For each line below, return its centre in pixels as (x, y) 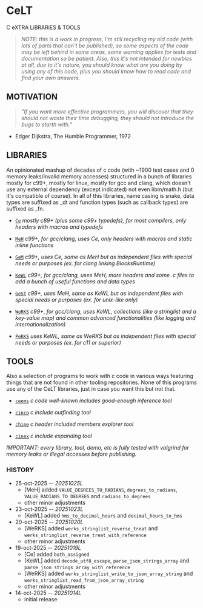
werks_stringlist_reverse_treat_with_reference (85, 535)
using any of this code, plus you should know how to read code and (106, 71)
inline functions (34, 245)
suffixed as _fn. (25, 208)
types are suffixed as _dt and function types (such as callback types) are (97, 202)
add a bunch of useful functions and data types (75, 281)
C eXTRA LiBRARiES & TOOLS (43, 27)
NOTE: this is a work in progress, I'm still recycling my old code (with (107, 39)
